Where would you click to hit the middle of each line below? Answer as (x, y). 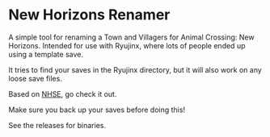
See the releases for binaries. (57, 125)
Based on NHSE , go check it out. (63, 93)
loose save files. (35, 78)
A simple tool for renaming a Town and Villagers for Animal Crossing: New (131, 37)
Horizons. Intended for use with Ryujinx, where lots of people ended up (127, 45)
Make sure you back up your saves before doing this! (97, 110)
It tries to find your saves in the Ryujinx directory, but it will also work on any (135, 69)
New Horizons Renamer (89, 15)
